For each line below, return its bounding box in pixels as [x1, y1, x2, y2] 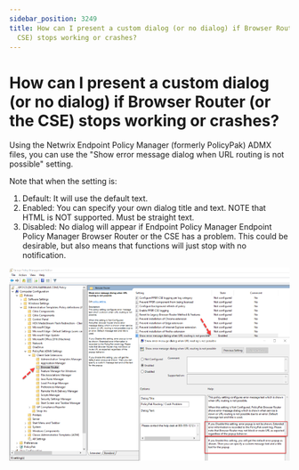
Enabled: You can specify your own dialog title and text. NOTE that [21, 203, 267, 214]
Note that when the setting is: [9, 176, 117, 187]
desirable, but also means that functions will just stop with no [21, 240, 247, 251]
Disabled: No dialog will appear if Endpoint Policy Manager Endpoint [21, 222, 272, 232]
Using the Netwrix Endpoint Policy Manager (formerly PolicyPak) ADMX [9, 140, 271, 150]
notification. [21, 250, 67, 261]
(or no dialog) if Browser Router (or [9, 92, 271, 111]
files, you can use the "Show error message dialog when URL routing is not [9, 150, 285, 160]
